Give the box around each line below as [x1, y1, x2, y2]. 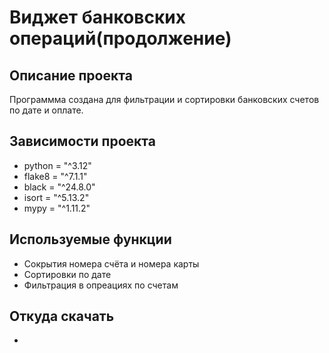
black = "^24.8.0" [23, 181, 96, 193]
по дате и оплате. [9, 104, 84, 116]
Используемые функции [9, 231, 172, 248]
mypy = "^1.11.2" [23, 202, 91, 214]
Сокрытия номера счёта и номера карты [23, 257, 200, 270]
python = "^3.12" [23, 159, 92, 171]
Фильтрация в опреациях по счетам [23, 279, 179, 291]
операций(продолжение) [9, 27, 232, 50]
